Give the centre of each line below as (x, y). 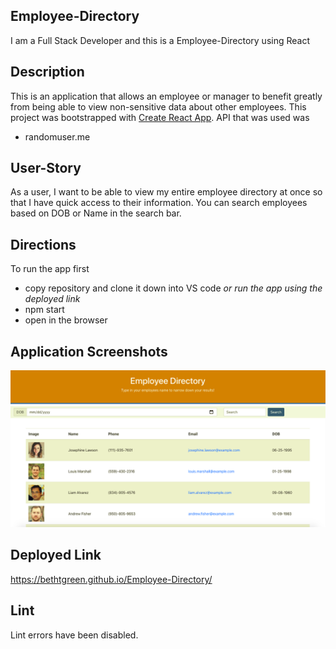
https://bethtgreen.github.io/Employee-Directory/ (111, 579)
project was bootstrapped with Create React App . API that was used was (160, 117)
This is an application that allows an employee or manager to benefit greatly (166, 96)
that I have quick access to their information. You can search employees (159, 203)
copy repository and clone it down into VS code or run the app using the (173, 288)
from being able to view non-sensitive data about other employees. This (158, 106)
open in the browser (66, 320)
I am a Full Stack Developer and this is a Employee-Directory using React (160, 40)
